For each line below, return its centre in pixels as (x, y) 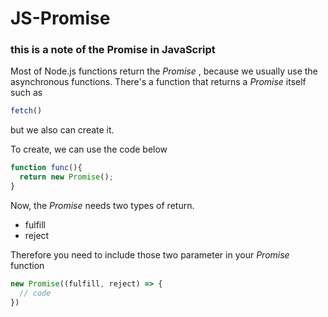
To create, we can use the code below (89, 149)
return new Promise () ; (66, 177)
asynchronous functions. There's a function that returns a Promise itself (158, 82)
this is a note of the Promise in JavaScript (113, 50)
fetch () (26, 111)
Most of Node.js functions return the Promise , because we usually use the (164, 71)
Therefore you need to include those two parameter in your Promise (150, 254)
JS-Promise (60, 18)
